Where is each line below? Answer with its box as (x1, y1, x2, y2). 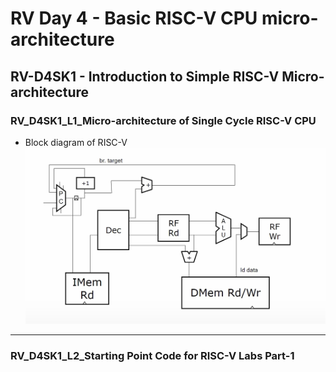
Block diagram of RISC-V (24, 136, 128, 148)
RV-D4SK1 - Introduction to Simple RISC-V (10, 68, 280, 85)
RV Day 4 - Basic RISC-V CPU (10, 7, 258, 30)
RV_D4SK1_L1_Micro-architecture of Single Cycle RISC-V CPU (10, 113, 317, 127)
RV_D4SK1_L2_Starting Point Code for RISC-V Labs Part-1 (10, 348, 295, 362)
